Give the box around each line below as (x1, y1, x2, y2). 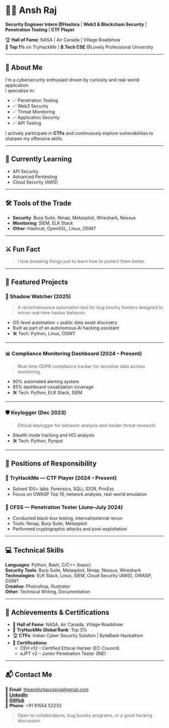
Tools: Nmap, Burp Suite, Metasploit (12, 521, 88, 527)
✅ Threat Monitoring (12, 109, 55, 115)
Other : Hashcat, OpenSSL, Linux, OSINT (12, 226, 97, 232)
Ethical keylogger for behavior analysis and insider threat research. (17, 423, 157, 429)
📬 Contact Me (5, 670, 52, 679)
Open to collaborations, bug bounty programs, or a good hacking (17, 712, 152, 718)
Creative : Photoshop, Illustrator (5, 583, 70, 590)
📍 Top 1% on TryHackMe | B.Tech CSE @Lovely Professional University (5, 44, 153, 50)
